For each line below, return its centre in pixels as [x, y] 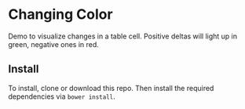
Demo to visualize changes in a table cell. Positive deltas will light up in [123, 36]
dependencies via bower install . [62, 96]
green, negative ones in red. [54, 44]
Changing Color [60, 15]
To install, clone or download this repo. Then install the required [111, 88]
